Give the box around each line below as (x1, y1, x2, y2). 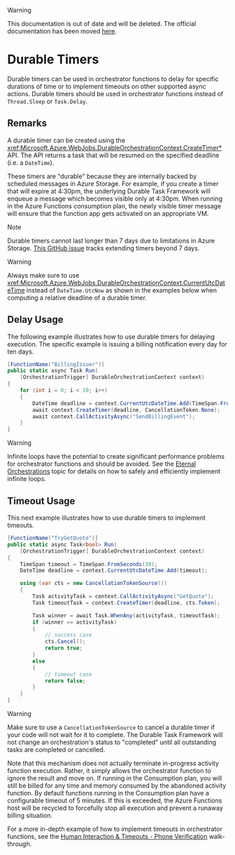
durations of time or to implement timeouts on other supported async (7, 82, 206, 90)
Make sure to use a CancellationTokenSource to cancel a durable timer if (7, 723, 215, 732)
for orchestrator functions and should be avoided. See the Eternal (7, 459, 197, 469)
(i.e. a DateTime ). (7, 158, 55, 167)
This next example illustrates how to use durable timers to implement (7, 513, 206, 522)
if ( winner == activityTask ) (32, 619, 117, 626)
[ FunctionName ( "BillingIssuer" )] (7, 361, 105, 368)
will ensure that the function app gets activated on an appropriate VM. (7, 209, 209, 217)
